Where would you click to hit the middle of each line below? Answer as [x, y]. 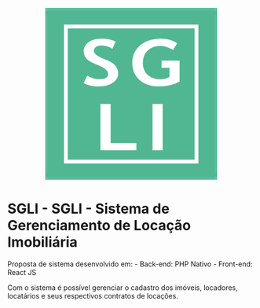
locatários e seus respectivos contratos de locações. [93, 295]
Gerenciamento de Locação [99, 226]
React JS [22, 272]
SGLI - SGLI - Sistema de [88, 209]
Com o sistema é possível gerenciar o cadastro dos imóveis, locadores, [123, 288]
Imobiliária [42, 242]
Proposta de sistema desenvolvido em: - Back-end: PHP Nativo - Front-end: [130, 264]
